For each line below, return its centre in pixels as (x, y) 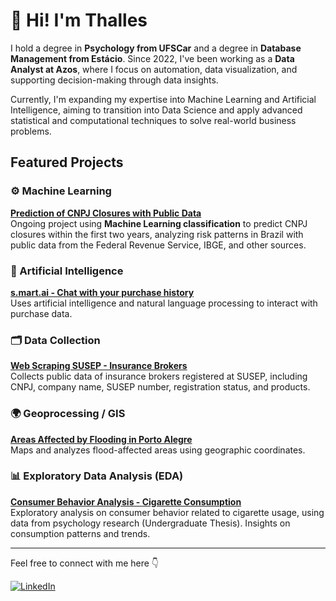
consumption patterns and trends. (80, 533)
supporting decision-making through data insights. (114, 80)
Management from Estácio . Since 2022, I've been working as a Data (152, 58)
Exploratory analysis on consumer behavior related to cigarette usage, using (167, 512)
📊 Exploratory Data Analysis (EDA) (97, 476)
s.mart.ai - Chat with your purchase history (102, 292)
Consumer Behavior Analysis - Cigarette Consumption (126, 501)
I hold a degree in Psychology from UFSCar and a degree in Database (156, 48)
